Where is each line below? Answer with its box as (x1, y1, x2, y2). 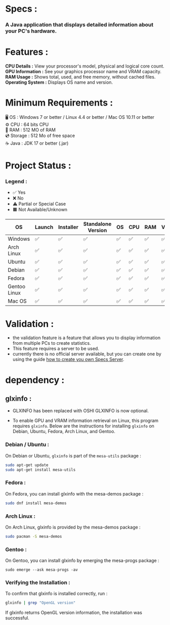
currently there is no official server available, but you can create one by (12, 351, 162, 357)
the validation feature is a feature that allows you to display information (12, 335, 161, 341)
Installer (58, 224, 78, 231)
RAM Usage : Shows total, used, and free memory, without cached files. (5, 74, 156, 80)
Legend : (5, 178, 27, 185)
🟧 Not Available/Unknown (12, 207, 67, 213)
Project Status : (5, 160, 71, 172)
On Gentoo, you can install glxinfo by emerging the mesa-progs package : (5, 557, 159, 564)
